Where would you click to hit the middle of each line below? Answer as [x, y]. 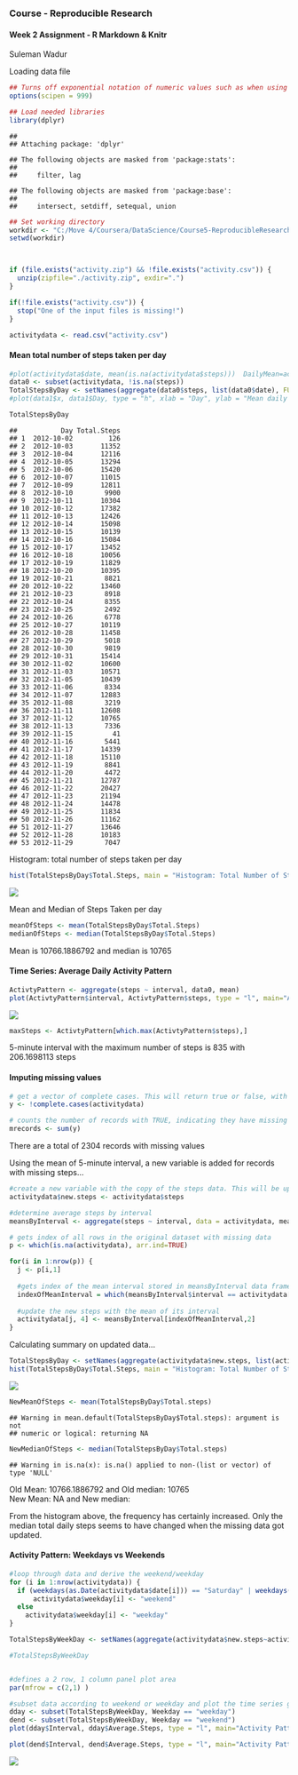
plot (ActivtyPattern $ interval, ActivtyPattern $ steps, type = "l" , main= [146, 998]
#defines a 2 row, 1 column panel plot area [93, 1679]
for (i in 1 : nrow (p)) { [51, 1262]
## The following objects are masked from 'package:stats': [123, 159]
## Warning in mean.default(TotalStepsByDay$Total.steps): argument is [144, 1418]
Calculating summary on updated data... [82, 1345]
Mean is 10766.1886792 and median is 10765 [90, 951]
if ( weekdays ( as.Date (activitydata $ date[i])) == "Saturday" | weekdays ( [154, 1590]
